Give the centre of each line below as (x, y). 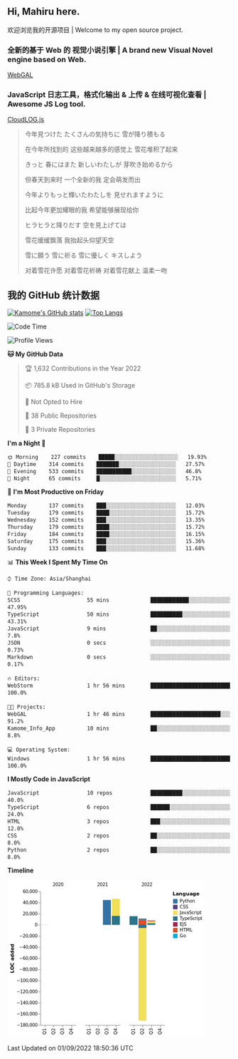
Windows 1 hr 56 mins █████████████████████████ (119, 759)
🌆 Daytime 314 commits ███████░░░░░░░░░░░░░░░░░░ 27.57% (106, 465)
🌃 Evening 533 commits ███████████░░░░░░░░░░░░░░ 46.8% (104, 472)
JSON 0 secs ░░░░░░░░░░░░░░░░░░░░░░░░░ (119, 643)
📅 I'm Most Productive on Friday (56, 492)
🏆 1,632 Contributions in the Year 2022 (83, 368)
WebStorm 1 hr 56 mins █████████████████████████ (119, 686)
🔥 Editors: (24, 679)
